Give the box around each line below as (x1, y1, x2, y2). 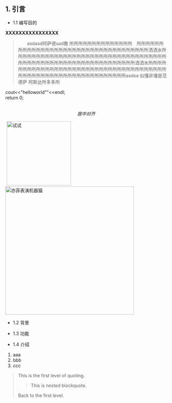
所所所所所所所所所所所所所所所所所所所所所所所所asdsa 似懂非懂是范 (17, 72, 167, 79)
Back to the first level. (17, 392, 64, 398)
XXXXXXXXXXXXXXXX (5, 30, 59, 36)
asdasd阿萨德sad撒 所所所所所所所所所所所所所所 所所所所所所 (27, 40, 164, 46)
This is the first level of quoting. (17, 372, 85, 378)
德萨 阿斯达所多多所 (17, 79, 60, 85)
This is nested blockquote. (30, 382, 87, 389)
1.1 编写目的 (12, 20, 37, 26)
